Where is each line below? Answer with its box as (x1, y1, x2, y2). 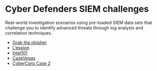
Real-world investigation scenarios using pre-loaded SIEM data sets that (5, 20, 152, 25)
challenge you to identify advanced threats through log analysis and (5, 24, 144, 30)
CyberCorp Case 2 (12, 60, 51, 66)
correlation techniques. (5, 30, 52, 36)
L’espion (12, 45, 30, 50)
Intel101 (12, 50, 28, 56)
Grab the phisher (12, 39, 47, 45)
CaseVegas (12, 55, 36, 61)
